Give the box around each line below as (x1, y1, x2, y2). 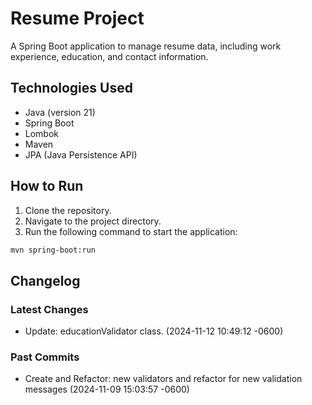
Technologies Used (10, 80, 133, 97)
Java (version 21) (24, 106, 96, 118)
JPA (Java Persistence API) (24, 148, 138, 161)
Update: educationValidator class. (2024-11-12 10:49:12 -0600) (24, 325, 284, 337)
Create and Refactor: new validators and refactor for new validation (24, 373, 303, 385)
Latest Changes (10, 302, 89, 316)
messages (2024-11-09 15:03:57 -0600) (24, 383, 190, 396)
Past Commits (10, 350, 80, 364)
